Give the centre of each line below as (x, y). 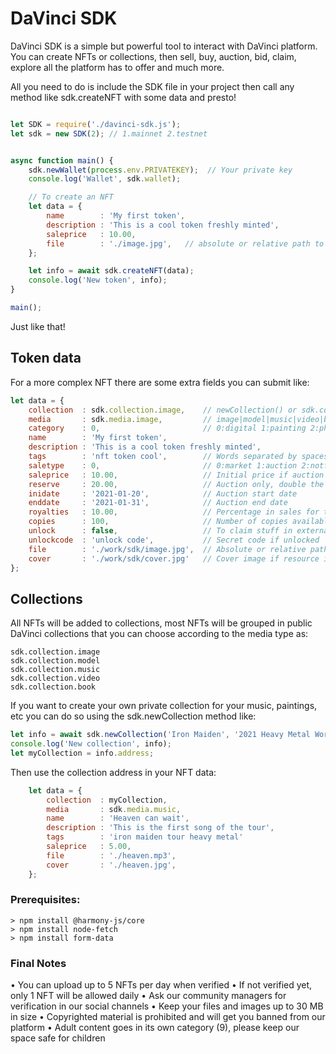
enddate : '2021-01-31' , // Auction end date (158, 503)
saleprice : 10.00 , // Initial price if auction (176, 475)
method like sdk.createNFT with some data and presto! (123, 97)
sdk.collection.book (53, 687)
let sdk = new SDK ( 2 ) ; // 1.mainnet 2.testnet (109, 133)
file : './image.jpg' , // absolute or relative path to (185, 243)
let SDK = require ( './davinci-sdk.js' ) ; (96, 124)
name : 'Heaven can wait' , (118, 818)
